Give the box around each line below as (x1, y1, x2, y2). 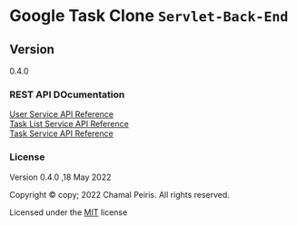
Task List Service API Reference (9, 119, 129, 130)
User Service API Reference (9, 109, 114, 120)
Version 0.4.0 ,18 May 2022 (9, 172, 112, 182)
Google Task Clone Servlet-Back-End (9, 5, 289, 26)
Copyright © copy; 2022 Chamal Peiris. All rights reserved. (9, 189, 230, 200)
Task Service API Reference (9, 128, 114, 139)
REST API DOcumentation (9, 88, 125, 101)
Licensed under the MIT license (9, 206, 128, 218)
